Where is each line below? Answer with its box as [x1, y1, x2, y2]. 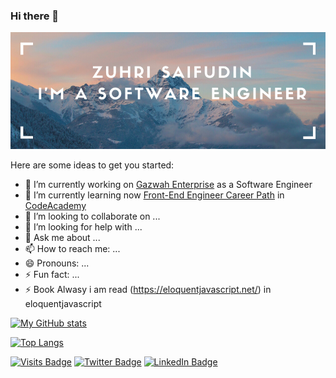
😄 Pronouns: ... [24, 257, 90, 269]
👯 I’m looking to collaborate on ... [24, 210, 161, 222]
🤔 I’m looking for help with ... [24, 220, 143, 233]
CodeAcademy [24, 199, 87, 211]
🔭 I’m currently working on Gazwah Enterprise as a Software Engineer [24, 178, 313, 190]
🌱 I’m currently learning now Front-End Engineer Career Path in [24, 189, 285, 201]
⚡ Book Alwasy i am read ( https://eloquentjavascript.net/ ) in [24, 283, 272, 295]
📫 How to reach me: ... [24, 242, 121, 254]
